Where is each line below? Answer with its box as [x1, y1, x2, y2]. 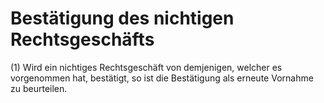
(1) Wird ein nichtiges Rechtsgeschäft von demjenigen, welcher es [10, 61, 283, 73]
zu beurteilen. [10, 82, 68, 94]
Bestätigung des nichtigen [10, 7, 235, 30]
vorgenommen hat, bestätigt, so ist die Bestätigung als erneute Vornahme [10, 72, 314, 84]
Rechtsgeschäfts [10, 28, 155, 51]
